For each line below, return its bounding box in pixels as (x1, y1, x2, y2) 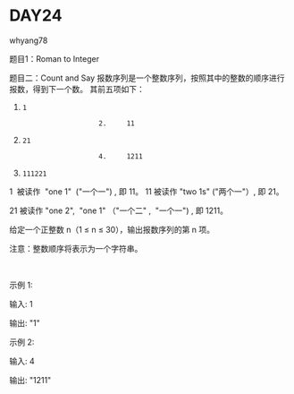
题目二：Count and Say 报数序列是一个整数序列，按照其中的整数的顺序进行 (9, 73, 285, 83)
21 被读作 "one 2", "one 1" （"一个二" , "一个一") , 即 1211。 (9, 205, 228, 216)
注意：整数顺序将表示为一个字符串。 (9, 243, 143, 253)
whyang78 (9, 35, 48, 46)
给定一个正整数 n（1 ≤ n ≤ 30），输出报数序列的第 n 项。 (9, 224, 215, 235)
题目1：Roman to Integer (9, 53, 100, 64)
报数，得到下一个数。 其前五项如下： (9, 83, 145, 94)
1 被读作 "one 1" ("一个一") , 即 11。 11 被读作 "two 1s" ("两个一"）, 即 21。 (9, 185, 284, 197)
